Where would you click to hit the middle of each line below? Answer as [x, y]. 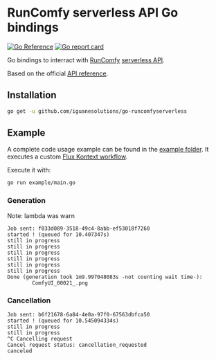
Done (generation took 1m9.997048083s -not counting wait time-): [105, 277]
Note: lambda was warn [41, 215]
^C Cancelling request [40, 339]
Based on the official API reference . [58, 73]
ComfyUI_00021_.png [60, 283]
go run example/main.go [42, 183]
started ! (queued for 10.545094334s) [63, 321]
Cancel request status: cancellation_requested [77, 345]
